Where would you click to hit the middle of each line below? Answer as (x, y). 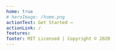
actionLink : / (24, 28)
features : (18, 33)
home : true (20, 11)
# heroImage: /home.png (36, 17)
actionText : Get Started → (40, 22)
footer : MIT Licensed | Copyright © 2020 (58, 39)
